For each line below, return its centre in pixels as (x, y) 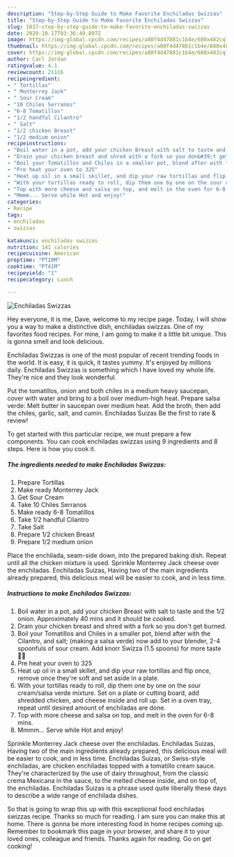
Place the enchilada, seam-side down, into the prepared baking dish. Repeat (117, 555)
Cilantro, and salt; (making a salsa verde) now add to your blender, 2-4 (119, 640)
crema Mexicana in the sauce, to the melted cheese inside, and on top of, (112, 780)
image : (17, 40)
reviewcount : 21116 (36, 72)
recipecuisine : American (43, 254)
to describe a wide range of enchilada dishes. (73, 795)
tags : (15, 215)
